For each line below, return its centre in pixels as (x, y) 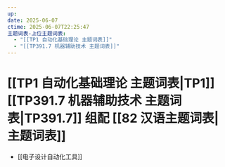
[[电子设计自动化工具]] (50, 156)
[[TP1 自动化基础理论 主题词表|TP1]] (111, 83)
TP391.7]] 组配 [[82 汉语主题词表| (122, 118)
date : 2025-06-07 (33, 20)
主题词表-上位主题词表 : (37, 33)
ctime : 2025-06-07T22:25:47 (49, 27)
